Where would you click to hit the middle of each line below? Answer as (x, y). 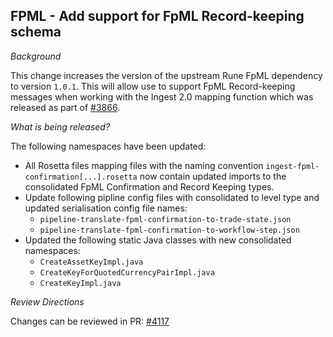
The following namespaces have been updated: (108, 146)
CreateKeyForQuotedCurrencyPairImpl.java (127, 272)
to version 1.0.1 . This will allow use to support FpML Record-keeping (153, 86)
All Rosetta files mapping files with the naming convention (144, 165)
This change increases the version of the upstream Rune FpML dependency (166, 75)
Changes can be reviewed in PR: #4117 (90, 321)
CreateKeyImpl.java (80, 283)
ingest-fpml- (292, 166)
